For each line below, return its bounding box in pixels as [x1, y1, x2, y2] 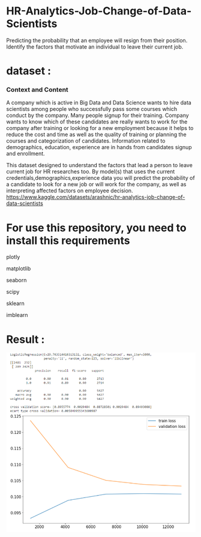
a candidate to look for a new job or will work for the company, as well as [6, 181, 187, 188]
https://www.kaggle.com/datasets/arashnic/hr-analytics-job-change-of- [6, 194, 185, 201]
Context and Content [6, 86, 69, 94]
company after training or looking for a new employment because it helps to [6, 125, 194, 132]
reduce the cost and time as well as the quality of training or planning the [6, 131, 187, 138]
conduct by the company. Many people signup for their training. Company [6, 112, 189, 119]
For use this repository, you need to [6, 221, 187, 234]
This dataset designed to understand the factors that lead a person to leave [6, 162, 193, 169]
